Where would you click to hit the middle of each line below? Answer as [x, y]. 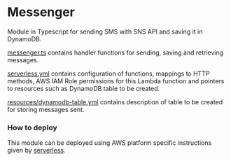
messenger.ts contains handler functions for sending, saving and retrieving [115, 52]
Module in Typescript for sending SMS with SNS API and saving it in [105, 31]
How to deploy [32, 127]
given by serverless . [36, 150]
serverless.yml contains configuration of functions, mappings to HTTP [108, 73]
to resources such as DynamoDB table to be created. [84, 88]
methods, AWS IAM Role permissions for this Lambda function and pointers [116, 80]
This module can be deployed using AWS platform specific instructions [110, 143]
